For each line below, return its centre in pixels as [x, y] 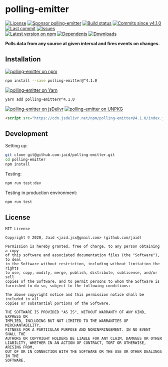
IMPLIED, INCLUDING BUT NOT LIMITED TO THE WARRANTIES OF [67, 321]
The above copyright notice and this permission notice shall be [74, 295]
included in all [22, 299]
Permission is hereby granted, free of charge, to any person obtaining [82, 247]
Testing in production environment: [41, 193]
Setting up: [16, 146]
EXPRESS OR [16, 317]
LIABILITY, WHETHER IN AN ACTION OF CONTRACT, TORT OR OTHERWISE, [76, 343]
